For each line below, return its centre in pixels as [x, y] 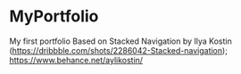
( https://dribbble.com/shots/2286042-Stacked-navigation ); [118, 50]
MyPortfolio [54, 16]
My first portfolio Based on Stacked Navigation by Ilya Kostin [120, 41]
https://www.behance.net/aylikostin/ [76, 60]
